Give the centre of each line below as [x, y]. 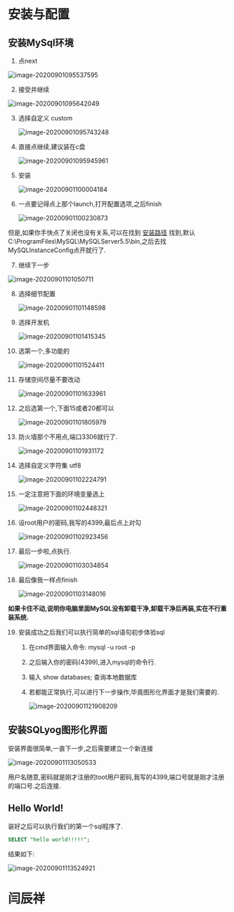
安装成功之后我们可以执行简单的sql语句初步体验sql [91, 632]
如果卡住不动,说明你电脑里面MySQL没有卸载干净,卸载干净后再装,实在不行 [114, 608]
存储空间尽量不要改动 [49, 380]
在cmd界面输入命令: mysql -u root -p [82, 647]
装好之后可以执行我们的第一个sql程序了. [66, 826]
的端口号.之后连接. [35, 785]
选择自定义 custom [45, 118]
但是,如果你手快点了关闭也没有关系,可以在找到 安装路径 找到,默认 [102, 232]
